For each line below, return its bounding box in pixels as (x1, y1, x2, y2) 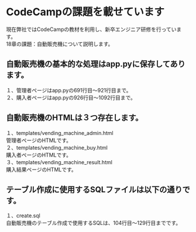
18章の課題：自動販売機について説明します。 (6, 40, 114, 47)
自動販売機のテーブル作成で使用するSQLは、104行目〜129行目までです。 (6, 220, 181, 227)
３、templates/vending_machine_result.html (6, 158, 113, 165)
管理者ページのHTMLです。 (6, 137, 72, 144)
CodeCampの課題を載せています (6, 5, 165, 19)
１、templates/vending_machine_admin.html (6, 129, 114, 136)
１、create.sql (6, 212, 41, 219)
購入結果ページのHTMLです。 (6, 166, 77, 173)
